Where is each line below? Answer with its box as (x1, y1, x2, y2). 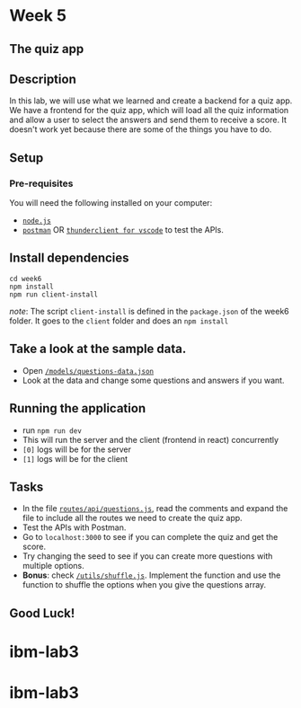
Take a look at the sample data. (9, 341, 187, 357)
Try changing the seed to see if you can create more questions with (22, 551, 273, 562)
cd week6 (9, 274, 42, 283)
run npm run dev (22, 424, 83, 436)
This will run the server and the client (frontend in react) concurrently (22, 434, 279, 445)
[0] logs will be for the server (22, 444, 132, 455)
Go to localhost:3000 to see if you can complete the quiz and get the (22, 532, 279, 543)
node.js (22, 217, 51, 226)
